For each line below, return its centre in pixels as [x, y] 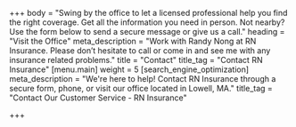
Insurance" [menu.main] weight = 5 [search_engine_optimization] [129, 69]
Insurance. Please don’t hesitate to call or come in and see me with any [140, 51]
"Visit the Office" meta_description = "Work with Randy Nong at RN [133, 41]
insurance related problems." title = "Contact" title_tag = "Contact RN [136, 60]
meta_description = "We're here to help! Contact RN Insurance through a [143, 79]
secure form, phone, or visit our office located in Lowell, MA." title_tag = [141, 88]
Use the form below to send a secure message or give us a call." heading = [147, 32]
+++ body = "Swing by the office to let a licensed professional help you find [148, 13]
